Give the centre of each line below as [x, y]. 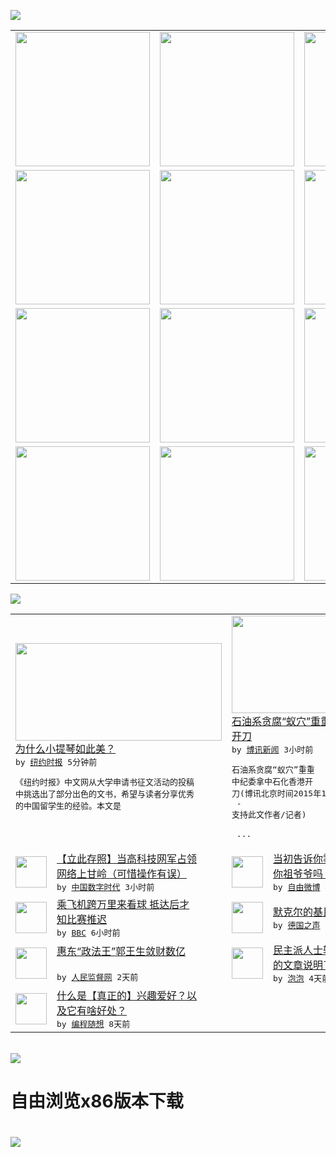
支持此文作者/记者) [269, 815]
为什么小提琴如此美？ [66, 748]
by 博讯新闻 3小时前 [272, 750]
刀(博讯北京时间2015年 [276, 793]
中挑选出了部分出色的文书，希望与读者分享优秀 [105, 794]
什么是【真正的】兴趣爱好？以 [127, 995]
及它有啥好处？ [92, 1010]
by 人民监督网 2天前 [97, 977]
